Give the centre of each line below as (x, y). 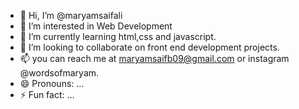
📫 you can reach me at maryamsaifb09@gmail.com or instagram (154, 58)
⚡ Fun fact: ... (47, 94)
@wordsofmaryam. (59, 73)
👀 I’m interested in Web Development (96, 26)
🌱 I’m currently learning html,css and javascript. (118, 36)
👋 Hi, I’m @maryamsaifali (71, 15)
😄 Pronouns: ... (52, 83)
